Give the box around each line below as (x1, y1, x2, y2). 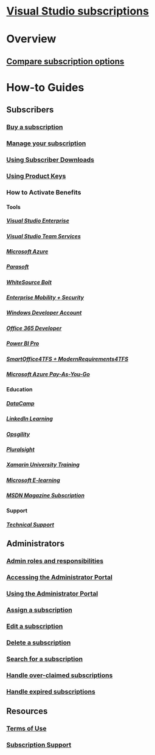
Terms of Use (6, 725, 47, 733)
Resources (6, 706, 48, 717)
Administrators (6, 539, 65, 549)
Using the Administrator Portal (6, 590, 98, 598)
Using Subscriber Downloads (6, 156, 95, 164)
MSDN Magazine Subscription (6, 492, 85, 499)
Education (6, 386, 33, 393)
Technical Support (6, 521, 55, 528)
